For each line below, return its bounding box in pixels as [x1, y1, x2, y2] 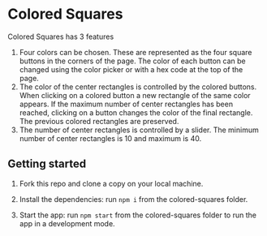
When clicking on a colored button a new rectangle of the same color [19, 90, 251, 100]
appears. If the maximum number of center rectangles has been [19, 99, 233, 109]
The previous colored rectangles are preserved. [19, 116, 179, 126]
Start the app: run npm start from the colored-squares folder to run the [19, 210, 257, 220]
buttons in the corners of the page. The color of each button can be [19, 56, 247, 66]
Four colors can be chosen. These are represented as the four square [19, 47, 252, 57]
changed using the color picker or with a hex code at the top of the [19, 64, 243, 74]
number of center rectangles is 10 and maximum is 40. [19, 133, 202, 143]
